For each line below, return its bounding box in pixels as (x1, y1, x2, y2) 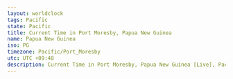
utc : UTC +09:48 (7, 55, 54, 62)
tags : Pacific (7, 16, 49, 23)
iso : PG (7, 42, 30, 49)
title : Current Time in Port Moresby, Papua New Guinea (7, 29, 172, 36)
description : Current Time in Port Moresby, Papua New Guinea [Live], (7, 61, 216, 68)
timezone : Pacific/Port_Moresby (7, 49, 101, 56)
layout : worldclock (7, 10, 64, 17)
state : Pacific (7, 23, 51, 30)
